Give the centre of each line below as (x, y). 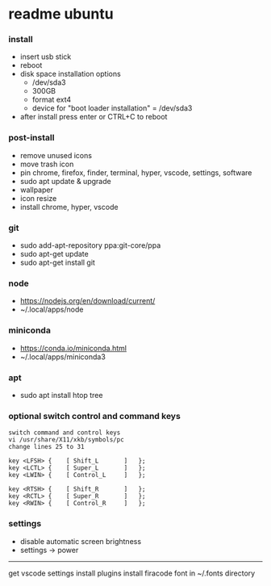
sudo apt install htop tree (61, 395)
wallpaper (37, 190)
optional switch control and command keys (95, 416)
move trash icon (47, 164)
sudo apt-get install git (57, 262)
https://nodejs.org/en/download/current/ (88, 301)
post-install (31, 138)
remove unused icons (56, 155)
